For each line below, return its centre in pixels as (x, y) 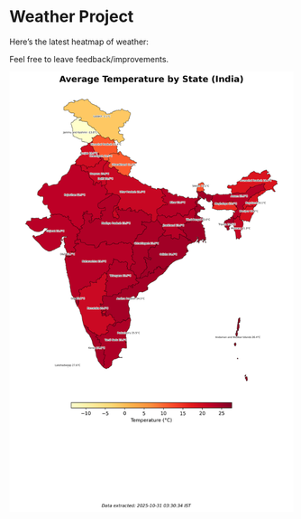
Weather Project (72, 17)
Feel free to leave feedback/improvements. (89, 59)
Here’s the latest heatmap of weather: (79, 42)
